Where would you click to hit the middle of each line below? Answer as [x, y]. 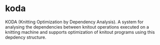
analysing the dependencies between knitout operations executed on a [77, 27]
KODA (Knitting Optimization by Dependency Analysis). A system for [74, 22]
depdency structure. [26, 37]
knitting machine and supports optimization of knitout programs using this [80, 32]
